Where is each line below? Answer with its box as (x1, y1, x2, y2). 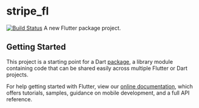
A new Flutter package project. (43, 24, 121, 32)
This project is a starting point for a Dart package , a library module (6, 58, 173, 65)
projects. (6, 71, 29, 78)
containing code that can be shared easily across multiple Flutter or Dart (6, 64, 187, 72)
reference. (6, 95, 32, 103)
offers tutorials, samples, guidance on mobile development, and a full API (6, 89, 190, 96)
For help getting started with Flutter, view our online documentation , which (6, 83, 194, 90)
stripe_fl (6, 4, 49, 18)
